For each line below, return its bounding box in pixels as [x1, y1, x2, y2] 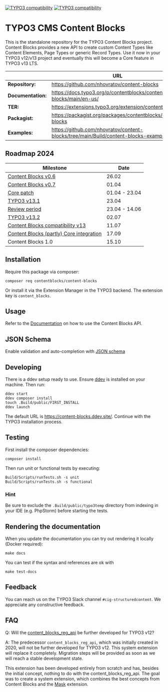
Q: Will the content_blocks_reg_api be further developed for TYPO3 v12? [5, 629, 154, 636]
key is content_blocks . [5, 292, 51, 299]
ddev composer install [5, 396, 52, 401]
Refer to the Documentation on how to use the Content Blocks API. [5, 320, 142, 326]
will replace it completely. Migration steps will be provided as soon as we [5, 650, 155, 656]
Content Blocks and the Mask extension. [5, 681, 88, 687]
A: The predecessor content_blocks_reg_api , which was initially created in [5, 639, 158, 645]
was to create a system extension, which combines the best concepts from [5, 675, 160, 681]
